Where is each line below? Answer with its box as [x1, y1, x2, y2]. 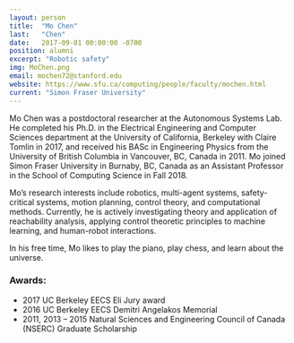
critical [9, 196, 35, 207]
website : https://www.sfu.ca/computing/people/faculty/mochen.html [9, 80, 267, 89]
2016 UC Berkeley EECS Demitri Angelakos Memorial [22, 304, 218, 314]
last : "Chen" [9, 30, 66, 39]
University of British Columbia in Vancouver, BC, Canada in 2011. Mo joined [9, 150, 286, 161]
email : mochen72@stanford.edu [9, 72, 123, 81]
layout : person [9, 13, 66, 22]
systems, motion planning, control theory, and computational [36, 196, 261, 207]
